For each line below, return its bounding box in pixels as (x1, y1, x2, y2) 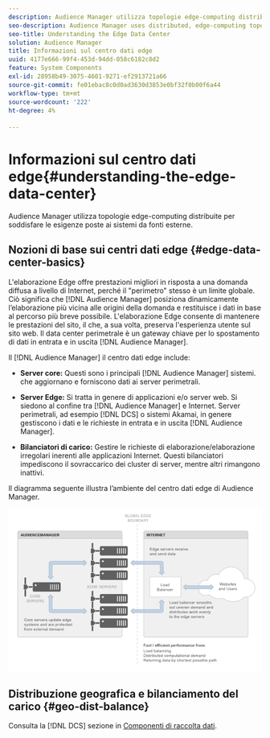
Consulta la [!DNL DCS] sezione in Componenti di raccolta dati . (8, 720, 218, 730)
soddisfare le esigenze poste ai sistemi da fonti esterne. (8, 220, 194, 229)
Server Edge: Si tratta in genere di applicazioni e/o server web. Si (19, 392, 238, 402)
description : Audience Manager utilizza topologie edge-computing (8, 13, 235, 21)
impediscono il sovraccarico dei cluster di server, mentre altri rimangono (19, 459, 260, 468)
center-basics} (8, 256, 86, 270)
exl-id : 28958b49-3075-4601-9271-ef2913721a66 (8, 72, 167, 80)
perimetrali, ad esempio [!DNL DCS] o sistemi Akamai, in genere (19, 409, 232, 418)
